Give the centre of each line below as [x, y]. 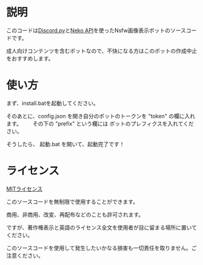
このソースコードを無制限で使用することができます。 [72, 201]
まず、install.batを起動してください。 [51, 103]
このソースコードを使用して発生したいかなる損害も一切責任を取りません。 [99, 248]
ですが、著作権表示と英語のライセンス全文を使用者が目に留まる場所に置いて [102, 227]
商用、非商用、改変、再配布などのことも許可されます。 [75, 214]
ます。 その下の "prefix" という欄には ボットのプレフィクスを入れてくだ [100, 123]
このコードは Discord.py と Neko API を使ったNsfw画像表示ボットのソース [96, 30]
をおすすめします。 [30, 58]
